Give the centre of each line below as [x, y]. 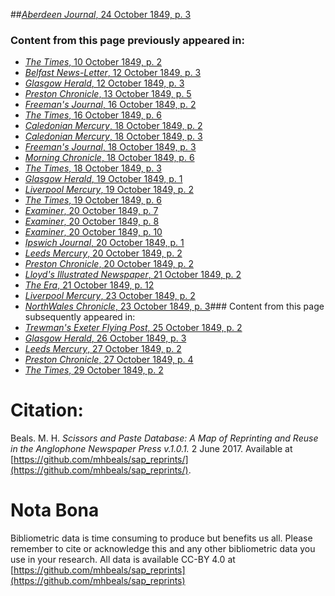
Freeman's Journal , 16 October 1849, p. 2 [110, 105]
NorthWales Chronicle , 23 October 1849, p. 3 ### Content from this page [174, 306]
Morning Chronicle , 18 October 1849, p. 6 [109, 158]
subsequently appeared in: [80, 317]
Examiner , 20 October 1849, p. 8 [92, 221]
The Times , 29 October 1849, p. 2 [94, 370]
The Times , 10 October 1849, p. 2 [93, 62]
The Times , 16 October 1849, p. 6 [93, 115]
